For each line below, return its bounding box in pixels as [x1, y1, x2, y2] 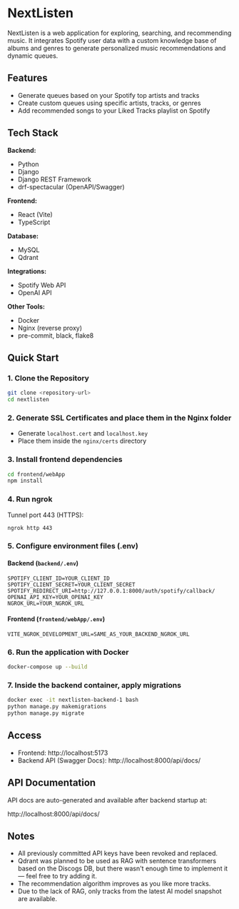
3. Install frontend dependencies [7, 455, 123, 465]
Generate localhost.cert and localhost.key [17, 429, 148, 438]
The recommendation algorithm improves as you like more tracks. [17, 880, 211, 888]
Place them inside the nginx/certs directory [17, 437, 147, 446]
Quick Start [7, 351, 59, 363]
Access [7, 730, 41, 742]
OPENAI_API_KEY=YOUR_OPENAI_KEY [7, 593, 103, 601]
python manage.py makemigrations [7, 703, 107, 710]
